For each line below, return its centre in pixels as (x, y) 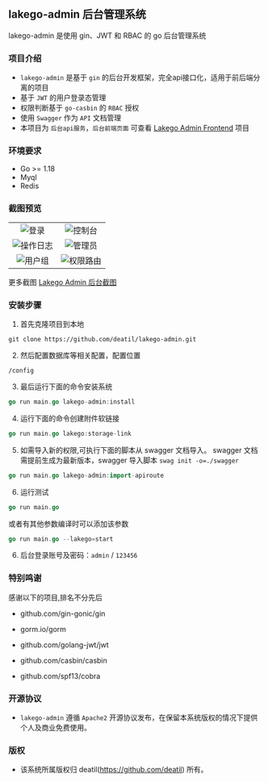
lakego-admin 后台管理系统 (77, 15)
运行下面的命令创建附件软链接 (69, 418)
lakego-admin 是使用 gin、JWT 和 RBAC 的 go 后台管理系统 (107, 36)
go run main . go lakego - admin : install (72, 402)
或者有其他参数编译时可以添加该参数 (69, 524)
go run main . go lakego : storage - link (70, 433)
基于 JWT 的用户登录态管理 (63, 98)
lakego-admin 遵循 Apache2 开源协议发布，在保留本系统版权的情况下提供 (139, 717)
